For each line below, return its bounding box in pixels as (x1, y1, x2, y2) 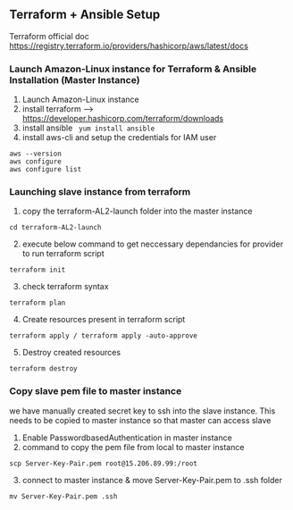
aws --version (9, 149, 63, 159)
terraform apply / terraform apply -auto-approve (9, 331, 198, 340)
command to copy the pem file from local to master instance (21, 441, 245, 452)
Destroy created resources (21, 347, 121, 358)
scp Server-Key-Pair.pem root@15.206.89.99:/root (9, 459, 198, 468)
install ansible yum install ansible (21, 122, 155, 133)
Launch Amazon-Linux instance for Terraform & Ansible (9, 63, 257, 75)
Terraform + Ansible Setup (9, 7, 161, 22)
